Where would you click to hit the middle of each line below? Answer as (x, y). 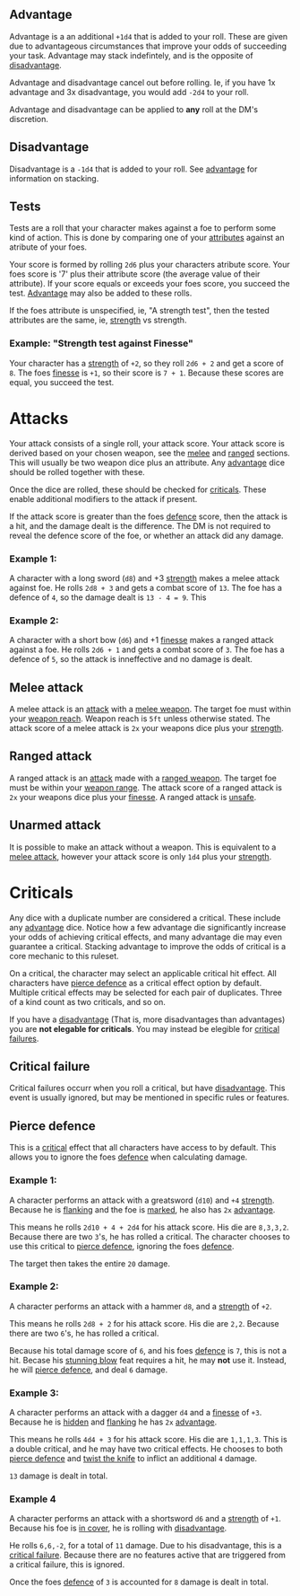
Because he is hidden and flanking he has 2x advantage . (113, 1422)
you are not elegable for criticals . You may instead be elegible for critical (145, 1028)
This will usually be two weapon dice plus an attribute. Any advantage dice (147, 463)
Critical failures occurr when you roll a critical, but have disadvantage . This (147, 1088)
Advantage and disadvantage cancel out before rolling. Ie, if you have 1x (142, 82)
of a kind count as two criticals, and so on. (87, 1001)
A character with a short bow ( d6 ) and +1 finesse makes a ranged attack (142, 640)
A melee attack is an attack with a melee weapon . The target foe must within (150, 710)
